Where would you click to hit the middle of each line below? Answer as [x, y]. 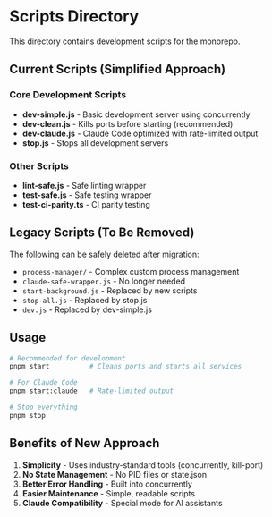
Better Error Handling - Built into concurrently [107, 484]
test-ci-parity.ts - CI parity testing [86, 204]
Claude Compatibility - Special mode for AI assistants [122, 503]
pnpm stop [28, 415]
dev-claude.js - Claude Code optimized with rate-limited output [140, 133]
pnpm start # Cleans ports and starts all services [126, 367]
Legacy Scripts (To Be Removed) [102, 233]
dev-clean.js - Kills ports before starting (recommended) [127, 123]
